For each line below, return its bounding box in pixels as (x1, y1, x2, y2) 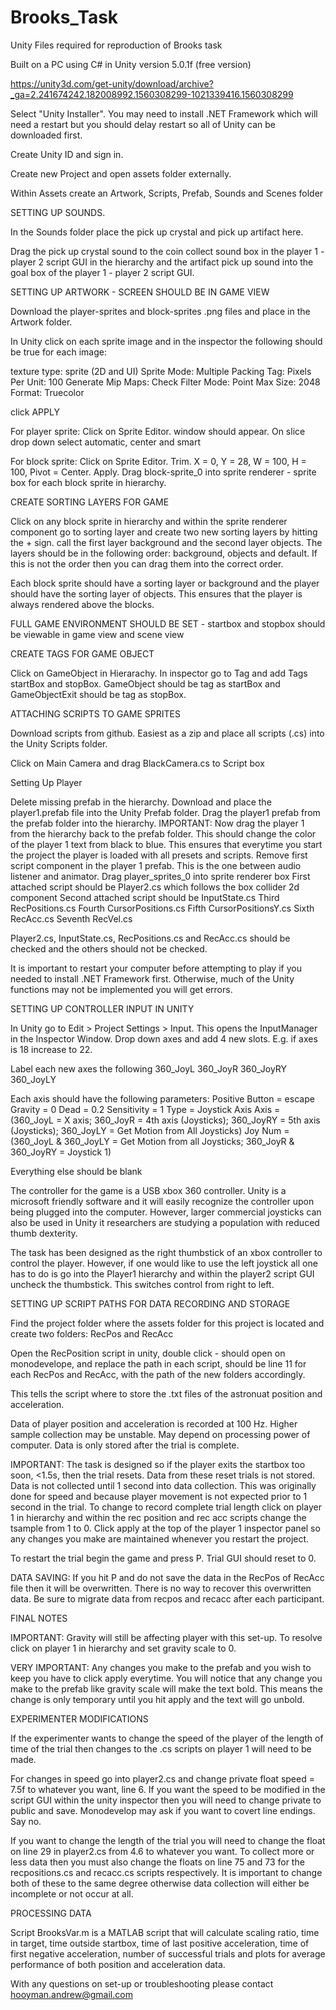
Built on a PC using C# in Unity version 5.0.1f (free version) (10, 58, 252, 70)
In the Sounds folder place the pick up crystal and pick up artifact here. (10, 226, 304, 238)
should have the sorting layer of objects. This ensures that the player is (10, 587, 303, 600)
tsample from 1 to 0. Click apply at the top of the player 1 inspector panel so (10, 1522, 321, 1534)
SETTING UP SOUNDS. (10, 206, 106, 218)
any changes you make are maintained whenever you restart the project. (10, 1532, 310, 1545)
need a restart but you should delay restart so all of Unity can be (10, 118, 277, 130)
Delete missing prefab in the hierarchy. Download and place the (10, 796, 272, 808)
